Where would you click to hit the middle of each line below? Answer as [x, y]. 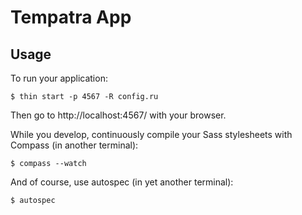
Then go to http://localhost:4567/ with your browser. [118, 115]
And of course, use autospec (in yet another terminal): [122, 182]
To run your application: [59, 78]
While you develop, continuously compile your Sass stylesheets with [151, 134]
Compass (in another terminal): [74, 145]
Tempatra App [71, 17]
